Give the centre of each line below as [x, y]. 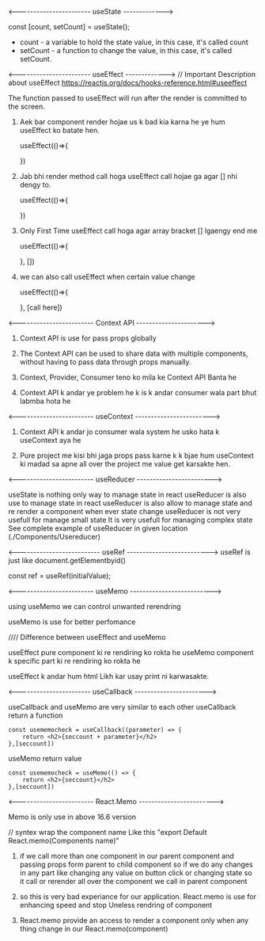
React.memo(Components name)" [64, 840]
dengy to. [35, 185]
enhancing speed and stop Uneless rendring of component [116, 905]
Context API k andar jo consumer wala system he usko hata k [119, 432]
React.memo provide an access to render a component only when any [134, 920]
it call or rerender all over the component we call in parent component [133, 881]
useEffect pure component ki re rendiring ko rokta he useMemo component [131, 652]
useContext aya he [50, 440]
